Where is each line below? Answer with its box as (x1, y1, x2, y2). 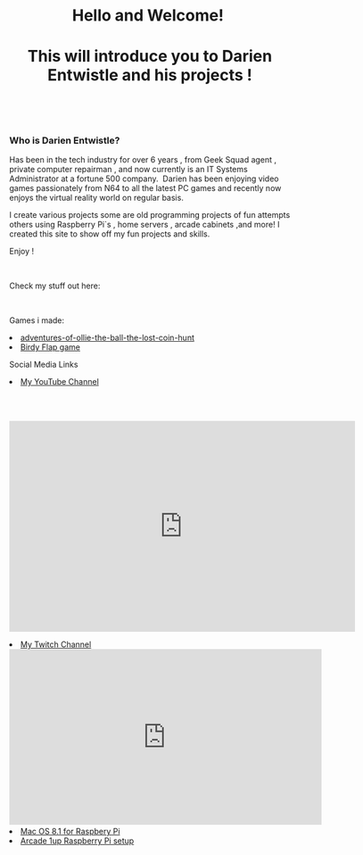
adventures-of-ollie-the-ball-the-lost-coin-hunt (21, 332, 194, 344)
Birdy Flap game (21, 342, 80, 353)
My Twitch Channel (21, 639, 92, 650)
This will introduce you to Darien (27, 46, 273, 67)
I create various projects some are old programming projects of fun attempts (9, 210, 291, 220)
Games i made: (9, 315, 65, 326)
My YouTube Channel (21, 377, 100, 387)
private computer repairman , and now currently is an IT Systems (9, 164, 248, 175)
